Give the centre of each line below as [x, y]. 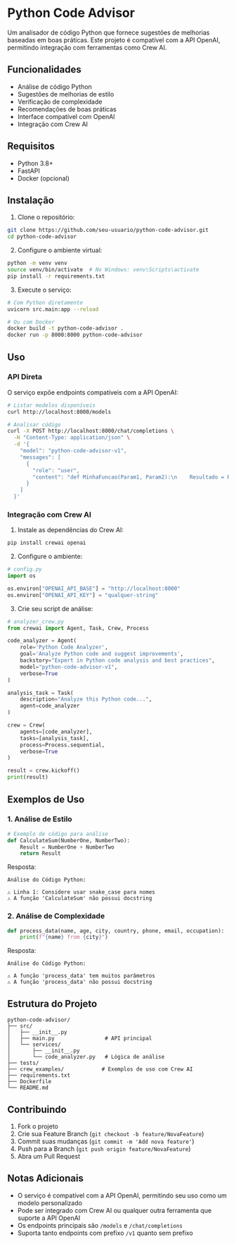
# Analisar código [34, 424]
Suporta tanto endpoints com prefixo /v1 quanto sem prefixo [105, 1233]
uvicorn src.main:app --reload [53, 309]
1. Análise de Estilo [40, 819]
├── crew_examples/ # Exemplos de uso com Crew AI [100, 1069]
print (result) [28, 777]
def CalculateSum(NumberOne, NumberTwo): [69, 840]
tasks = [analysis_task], [55, 738]
